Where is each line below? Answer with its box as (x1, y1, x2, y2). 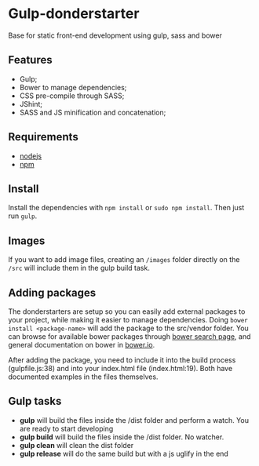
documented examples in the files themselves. (8, 372, 159, 381)
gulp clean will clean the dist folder (19, 440, 134, 450)
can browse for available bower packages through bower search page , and (8, 332, 251, 341)
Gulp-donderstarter (8, 5, 140, 23)
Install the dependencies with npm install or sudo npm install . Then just (8, 203, 245, 213)
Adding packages (8, 286, 97, 299)
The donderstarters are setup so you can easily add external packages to (8, 307, 246, 316)
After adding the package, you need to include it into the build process (8, 355, 236, 365)
